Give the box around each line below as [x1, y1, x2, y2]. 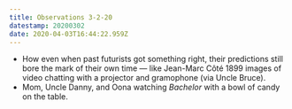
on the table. [21, 91, 69, 102]
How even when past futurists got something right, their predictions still [21, 54, 283, 65]
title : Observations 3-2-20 [9, 12, 113, 22]
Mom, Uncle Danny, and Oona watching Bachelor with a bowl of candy [21, 82, 280, 93]
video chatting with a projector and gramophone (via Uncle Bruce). [21, 73, 266, 83]
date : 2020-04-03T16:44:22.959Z [9, 29, 128, 38]
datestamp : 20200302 [9, 21, 86, 30]
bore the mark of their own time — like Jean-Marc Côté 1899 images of [21, 63, 281, 74]
